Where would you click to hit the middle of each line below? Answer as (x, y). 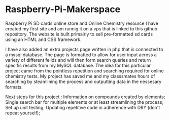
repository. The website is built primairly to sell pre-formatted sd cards (79, 34)
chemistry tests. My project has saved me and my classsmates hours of (80, 76)
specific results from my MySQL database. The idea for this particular (78, 65)
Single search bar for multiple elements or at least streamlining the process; (84, 102)
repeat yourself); (23, 113)
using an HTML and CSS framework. (43, 39)
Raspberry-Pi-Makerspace (63, 9)
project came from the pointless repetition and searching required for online (84, 71)
